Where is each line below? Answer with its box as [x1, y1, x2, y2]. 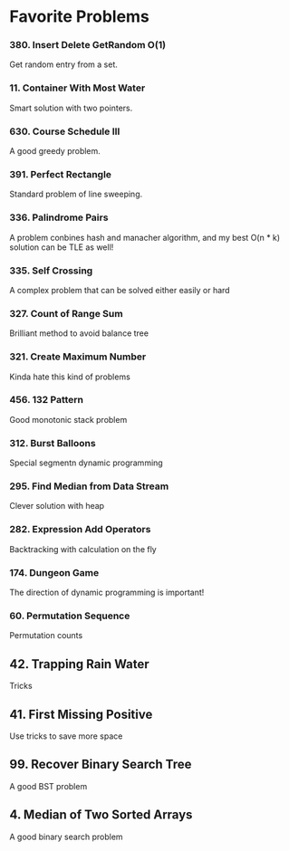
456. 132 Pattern [9, 394, 84, 406]
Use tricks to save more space [9, 731, 123, 741]
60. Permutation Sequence [9, 609, 130, 622]
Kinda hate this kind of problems [9, 371, 131, 382]
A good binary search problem [9, 831, 124, 842]
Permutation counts [9, 630, 83, 641]
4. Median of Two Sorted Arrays [9, 808, 193, 823]
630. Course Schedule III [9, 125, 120, 138]
